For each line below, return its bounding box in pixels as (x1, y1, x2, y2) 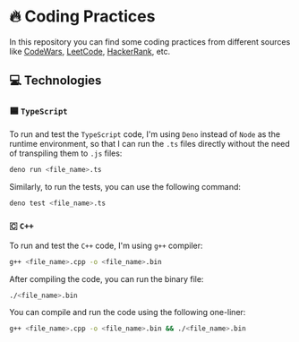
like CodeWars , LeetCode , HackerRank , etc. (9, 46, 171, 56)
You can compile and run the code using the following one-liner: (9, 307, 246, 318)
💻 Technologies (9, 73, 102, 89)
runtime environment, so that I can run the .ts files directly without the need (9, 138, 291, 149)
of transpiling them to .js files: (9, 148, 123, 158)
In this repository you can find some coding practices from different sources (9, 36, 291, 47)
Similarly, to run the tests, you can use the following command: (9, 181, 242, 192)
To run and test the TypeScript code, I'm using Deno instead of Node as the (9, 128, 280, 140)
